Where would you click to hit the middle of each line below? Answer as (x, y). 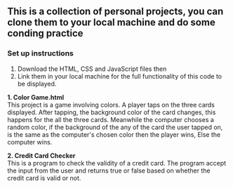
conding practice (45, 33)
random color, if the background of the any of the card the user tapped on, (115, 127)
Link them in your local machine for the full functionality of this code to (120, 76)
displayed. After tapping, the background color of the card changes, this (112, 112)
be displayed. (37, 83)
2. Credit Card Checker (41, 155)
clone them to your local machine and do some (111, 23)
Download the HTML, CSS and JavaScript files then (92, 69)
